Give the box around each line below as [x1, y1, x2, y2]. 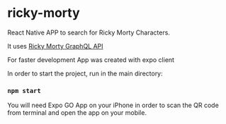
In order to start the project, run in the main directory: [7, 69, 163, 77]
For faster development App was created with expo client [7, 55, 175, 64]
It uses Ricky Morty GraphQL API [7, 42, 104, 50]
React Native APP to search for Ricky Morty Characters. [7, 28, 170, 37]
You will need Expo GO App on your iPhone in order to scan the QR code [7, 101, 220, 110]
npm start [7, 87, 41, 94]
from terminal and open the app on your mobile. [7, 108, 147, 117]
